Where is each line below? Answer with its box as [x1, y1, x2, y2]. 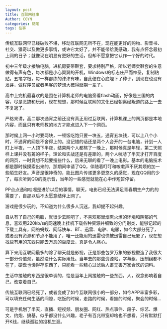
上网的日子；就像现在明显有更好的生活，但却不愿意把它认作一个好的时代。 [5, 53, 158, 59]
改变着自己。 [13, 279, 40, 285]
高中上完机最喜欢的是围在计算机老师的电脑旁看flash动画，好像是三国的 [5, 93, 151, 99]
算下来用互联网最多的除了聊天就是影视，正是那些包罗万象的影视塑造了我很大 [5, 250, 162, 256]
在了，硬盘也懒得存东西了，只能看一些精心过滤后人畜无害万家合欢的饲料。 [5, 262, 158, 268]
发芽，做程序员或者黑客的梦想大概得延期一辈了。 [5, 82, 105, 88]
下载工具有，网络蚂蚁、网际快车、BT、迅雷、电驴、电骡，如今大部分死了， [5, 226, 159, 232]
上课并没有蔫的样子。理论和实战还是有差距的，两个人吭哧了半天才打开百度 [9, 151, 162, 157]
